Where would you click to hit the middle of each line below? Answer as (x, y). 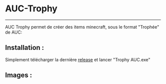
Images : (19, 75)
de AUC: (14, 32)
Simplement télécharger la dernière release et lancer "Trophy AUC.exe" (78, 59)
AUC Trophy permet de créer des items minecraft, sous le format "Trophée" (82, 27)
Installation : (25, 48)
